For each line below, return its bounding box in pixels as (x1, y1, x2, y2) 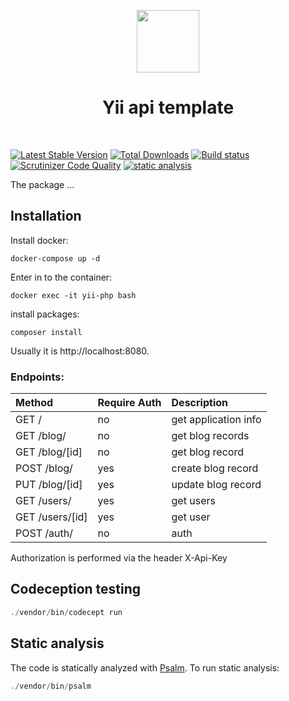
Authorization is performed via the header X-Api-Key (10, 552, 228, 564)
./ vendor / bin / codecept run (10, 607, 123, 617)
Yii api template (101, 96, 235, 119)
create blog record (171, 461, 259, 475)
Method (15, 396, 54, 410)
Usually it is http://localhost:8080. (10, 345, 150, 357)
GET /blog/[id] (15, 445, 83, 459)
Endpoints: (10, 370, 65, 384)
